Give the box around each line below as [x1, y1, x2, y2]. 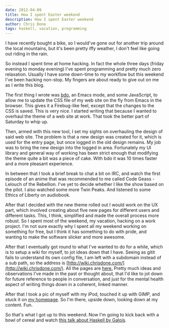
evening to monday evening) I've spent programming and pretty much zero [5, 66, 161, 72]
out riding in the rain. [5, 51, 49, 57]
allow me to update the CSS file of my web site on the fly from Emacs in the [5, 97, 162, 104]
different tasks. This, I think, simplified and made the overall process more [5, 213, 159, 219]
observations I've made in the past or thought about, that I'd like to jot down [5, 271, 163, 277]
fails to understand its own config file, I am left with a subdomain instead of [5, 255, 161, 261]
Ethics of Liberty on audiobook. [5, 192, 71, 198]
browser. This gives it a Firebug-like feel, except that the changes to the [5, 103, 155, 109]
